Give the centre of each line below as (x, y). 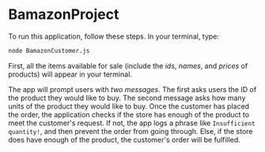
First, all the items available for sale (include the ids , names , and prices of (128, 65)
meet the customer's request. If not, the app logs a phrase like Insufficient (132, 123)
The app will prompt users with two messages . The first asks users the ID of (132, 89)
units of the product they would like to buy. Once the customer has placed (129, 106)
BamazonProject (64, 15)
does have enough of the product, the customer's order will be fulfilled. (125, 139)
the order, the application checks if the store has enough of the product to (129, 114)
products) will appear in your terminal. (70, 74)
